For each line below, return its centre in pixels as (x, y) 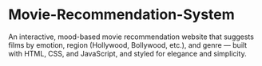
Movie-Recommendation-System (122, 15)
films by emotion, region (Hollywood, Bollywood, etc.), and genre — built (128, 45)
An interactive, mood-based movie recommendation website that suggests (131, 37)
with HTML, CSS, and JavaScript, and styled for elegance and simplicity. (127, 53)
